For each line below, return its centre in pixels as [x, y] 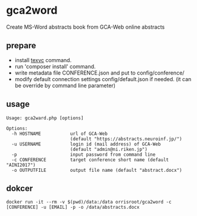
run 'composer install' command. [55, 66]
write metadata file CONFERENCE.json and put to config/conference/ [99, 73]
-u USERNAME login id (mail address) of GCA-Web [86, 144]
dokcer [20, 188]
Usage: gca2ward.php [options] [45, 118]
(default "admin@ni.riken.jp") [109, 149]
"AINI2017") [21, 165]
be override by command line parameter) [65, 85]
